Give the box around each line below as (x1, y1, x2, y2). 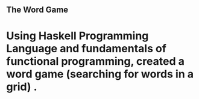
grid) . (6, 80, 37, 94)
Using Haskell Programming (6, 29, 149, 43)
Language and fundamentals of (6, 41, 167, 55)
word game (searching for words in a (6, 67, 194, 80)
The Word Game (6, 5, 69, 15)
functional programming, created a (6, 54, 185, 68)
